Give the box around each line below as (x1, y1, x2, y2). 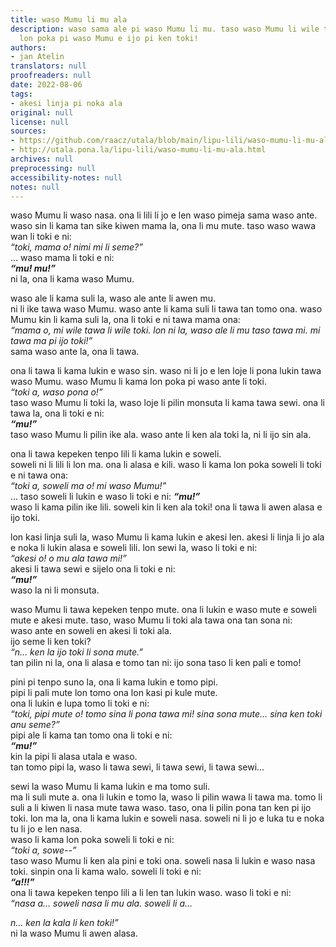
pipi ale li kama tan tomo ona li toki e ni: (10, 729, 173, 741)
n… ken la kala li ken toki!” (10, 917, 119, 929)
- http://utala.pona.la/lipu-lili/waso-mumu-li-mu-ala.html (10, 145, 267, 155)
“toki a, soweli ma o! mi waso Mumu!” (10, 480, 167, 492)
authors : (10, 42, 47, 53)
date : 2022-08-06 (10, 80, 83, 90)
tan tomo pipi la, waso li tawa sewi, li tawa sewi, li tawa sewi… (10, 761, 265, 773)
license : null (10, 117, 70, 127)
